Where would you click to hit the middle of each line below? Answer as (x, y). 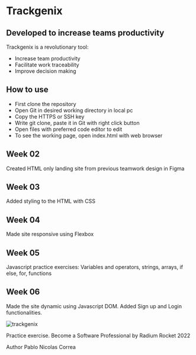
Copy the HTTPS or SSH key (49, 116)
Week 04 (23, 220)
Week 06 (23, 292)
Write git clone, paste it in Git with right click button (77, 123)
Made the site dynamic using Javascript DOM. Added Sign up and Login (94, 306)
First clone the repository (45, 104)
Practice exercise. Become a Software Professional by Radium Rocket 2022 (98, 335)
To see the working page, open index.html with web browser (89, 135)
